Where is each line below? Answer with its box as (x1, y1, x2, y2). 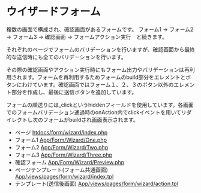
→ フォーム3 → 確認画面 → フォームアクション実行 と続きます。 (6, 33, 168, 40)
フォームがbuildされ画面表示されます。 (43, 116, 139, 123)
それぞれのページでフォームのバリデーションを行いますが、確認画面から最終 (6, 45, 195, 53)
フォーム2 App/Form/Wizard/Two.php (14, 143, 109, 151)
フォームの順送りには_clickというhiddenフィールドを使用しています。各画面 (6, 101, 194, 108)
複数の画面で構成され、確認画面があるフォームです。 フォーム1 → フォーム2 (6, 26, 194, 33)
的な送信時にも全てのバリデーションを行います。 (6, 53, 127, 60)
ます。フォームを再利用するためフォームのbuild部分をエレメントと (22, 73, 186, 81)
